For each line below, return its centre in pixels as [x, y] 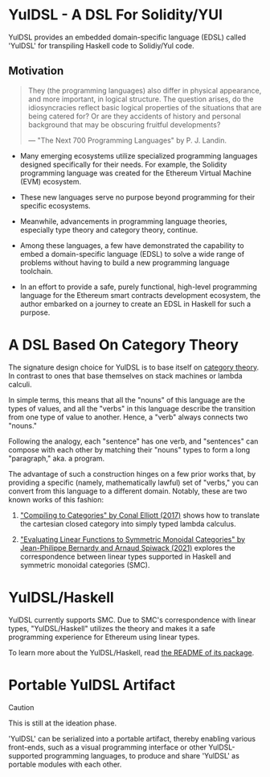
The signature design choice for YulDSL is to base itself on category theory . [134, 367]
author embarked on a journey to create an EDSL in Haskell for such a [135, 304]
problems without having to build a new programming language [125, 262]
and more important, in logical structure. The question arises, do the [141, 99]
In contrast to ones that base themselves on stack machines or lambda [125, 375]
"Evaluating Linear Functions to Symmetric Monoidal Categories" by [133, 539]
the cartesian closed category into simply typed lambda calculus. [128, 523]
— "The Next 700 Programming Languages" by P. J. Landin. [127, 140]
